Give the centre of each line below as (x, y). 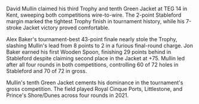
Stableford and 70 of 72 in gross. (47, 71)
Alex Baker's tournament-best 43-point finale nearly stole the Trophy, (92, 39)
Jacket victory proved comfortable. (66, 27)
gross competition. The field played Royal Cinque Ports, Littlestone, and (94, 89)
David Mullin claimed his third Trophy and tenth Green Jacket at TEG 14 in (97, 9)
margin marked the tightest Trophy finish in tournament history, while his (96, 21)
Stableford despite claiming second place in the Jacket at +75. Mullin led (96, 58)
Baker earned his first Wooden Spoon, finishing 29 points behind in (89, 52)
